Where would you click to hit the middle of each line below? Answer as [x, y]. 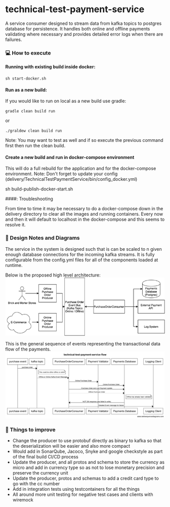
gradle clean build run [30, 111]
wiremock [23, 500]
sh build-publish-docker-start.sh [39, 189]
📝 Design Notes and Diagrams [42, 238]
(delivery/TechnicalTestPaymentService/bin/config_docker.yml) [71, 179]
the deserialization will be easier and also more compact [71, 446]
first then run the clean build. [35, 146]
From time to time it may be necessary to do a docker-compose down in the [84, 209]
